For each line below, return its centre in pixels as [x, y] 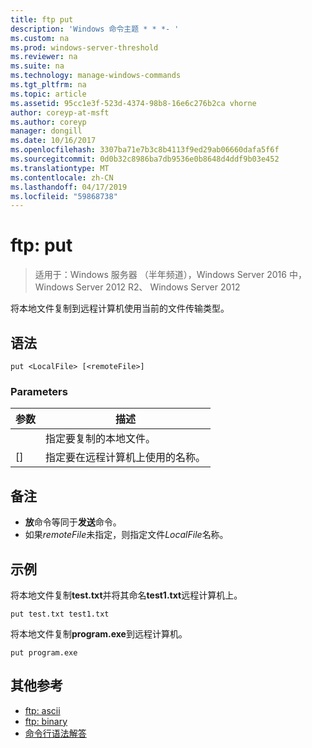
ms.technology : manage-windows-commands [96, 76]
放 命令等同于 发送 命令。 [73, 522]
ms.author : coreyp [48, 122]
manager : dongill [46, 131]
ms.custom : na [40, 38]
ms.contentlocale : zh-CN [62, 177]
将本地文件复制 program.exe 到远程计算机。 [99, 633]
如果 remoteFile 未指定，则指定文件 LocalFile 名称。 [126, 535]
